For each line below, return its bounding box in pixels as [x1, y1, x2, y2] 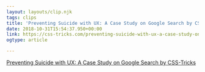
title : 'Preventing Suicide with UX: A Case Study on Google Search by [6, 20, 192, 26]
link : [6, 31, 20, 38]
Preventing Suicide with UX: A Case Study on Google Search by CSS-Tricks [6, 59, 196, 66]
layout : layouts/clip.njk [6, 8, 72, 15]
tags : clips [6, 15, 37, 21]
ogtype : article [6, 37, 48, 43]
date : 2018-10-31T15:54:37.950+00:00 [6, 25, 103, 32]
